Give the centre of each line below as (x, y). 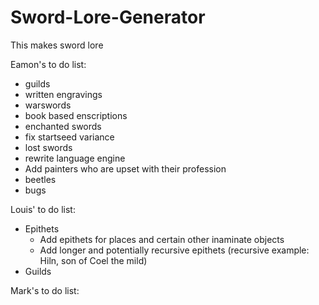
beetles (40, 179)
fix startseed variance (69, 137)
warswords (48, 105)
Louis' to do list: (43, 209)
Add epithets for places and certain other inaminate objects (162, 239)
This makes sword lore (57, 45)
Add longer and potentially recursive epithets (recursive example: (174, 250)
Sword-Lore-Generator (108, 17)
